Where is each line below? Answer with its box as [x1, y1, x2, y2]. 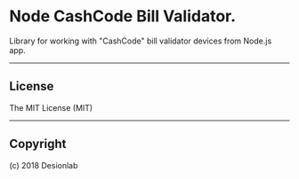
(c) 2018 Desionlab [9, 160, 78, 170]
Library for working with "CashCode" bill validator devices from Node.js [9, 35, 272, 46]
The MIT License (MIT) [9, 102, 93, 113]
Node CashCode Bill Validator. [9, 6, 237, 27]
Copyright [9, 136, 67, 152]
